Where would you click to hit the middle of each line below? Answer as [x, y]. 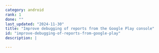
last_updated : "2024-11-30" [35, 24]
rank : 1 [13, 15]
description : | [21, 38]
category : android [24, 10]
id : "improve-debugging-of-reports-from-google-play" [63, 33]
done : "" [14, 19]
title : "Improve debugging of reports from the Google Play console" [80, 29]
